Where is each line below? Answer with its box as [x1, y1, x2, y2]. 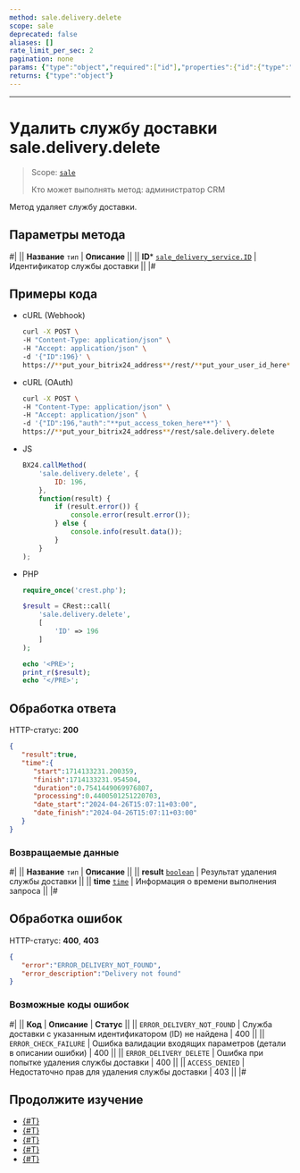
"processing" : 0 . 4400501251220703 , [32, 792, 162, 801]
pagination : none [9, 55, 74, 63]
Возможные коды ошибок [9, 999, 129, 1011]
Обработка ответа [9, 701, 117, 716]
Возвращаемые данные [9, 846, 120, 858]
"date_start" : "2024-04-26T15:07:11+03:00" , [32, 800, 198, 809]
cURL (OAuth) [21, 376, 74, 387]
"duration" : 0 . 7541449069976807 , [32, 783, 154, 792]
